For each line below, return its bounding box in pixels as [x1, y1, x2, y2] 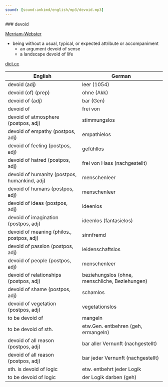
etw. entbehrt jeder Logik [81, 366, 141, 373]
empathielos [81, 131, 111, 138]
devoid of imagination [7, 214, 59, 221]
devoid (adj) [7, 81, 36, 88]
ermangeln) [81, 329, 109, 336]
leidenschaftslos [81, 246, 121, 253]
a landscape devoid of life [19, 51, 73, 57]
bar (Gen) [81, 97, 105, 104]
